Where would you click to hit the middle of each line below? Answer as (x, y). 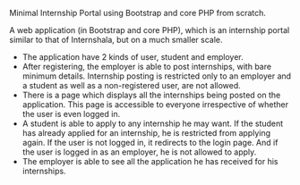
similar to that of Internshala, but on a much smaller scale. (116, 40)
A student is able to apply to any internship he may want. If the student (153, 123)
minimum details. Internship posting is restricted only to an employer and (157, 76)
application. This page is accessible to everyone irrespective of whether (155, 105)
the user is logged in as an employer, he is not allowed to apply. (139, 152)
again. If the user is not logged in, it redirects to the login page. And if (150, 143)
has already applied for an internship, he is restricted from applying (146, 133)
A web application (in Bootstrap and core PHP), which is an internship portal (150, 30)
